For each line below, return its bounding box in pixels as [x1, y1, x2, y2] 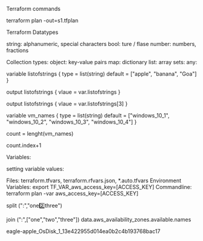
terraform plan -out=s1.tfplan [6, 17, 79, 24]
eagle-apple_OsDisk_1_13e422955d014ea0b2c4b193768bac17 [6, 228, 161, 235]
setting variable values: [6, 165, 65, 172]
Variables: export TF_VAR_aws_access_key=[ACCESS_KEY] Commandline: [6, 183, 192, 190]
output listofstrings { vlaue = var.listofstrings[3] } [6, 100, 128, 107]
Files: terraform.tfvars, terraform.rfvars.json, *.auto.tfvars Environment [6, 177, 182, 184]
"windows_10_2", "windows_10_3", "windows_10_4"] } [6, 118, 138, 125]
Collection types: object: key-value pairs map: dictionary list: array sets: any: [6, 59, 198, 65]
